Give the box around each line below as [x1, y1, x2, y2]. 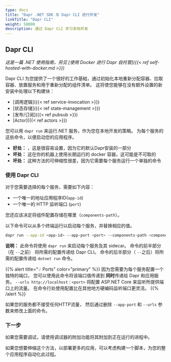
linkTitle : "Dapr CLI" [5, 17, 53, 22]
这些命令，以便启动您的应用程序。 [5, 134, 77, 140]
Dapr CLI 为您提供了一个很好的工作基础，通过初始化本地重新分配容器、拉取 [5, 75, 163, 81]
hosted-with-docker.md [5, 64, 55, 71]
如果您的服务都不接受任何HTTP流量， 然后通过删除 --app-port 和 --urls [5, 302, 157, 308]
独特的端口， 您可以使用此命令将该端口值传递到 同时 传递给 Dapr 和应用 [5, 273, 154, 279]
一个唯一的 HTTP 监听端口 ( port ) [12, 201, 81, 207]
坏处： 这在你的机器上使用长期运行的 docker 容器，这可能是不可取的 [12, 151, 156, 157]
